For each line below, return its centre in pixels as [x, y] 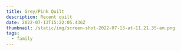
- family [22, 39]
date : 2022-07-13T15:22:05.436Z [46, 22]
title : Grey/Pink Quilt [35, 11]
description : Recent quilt [39, 17]
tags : [13, 33]
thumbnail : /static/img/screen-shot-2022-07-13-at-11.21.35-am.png [91, 28]
